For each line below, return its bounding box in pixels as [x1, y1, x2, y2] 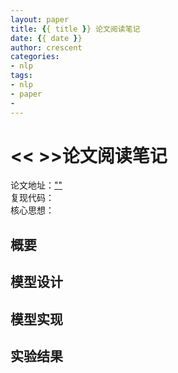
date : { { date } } [10, 33, 83, 43]
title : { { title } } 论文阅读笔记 [10, 24, 141, 34]
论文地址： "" [10, 179, 63, 191]
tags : [10, 71, 33, 81]
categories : [10, 52, 60, 62]
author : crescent [10, 42, 83, 53]
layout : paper [10, 14, 70, 25]
